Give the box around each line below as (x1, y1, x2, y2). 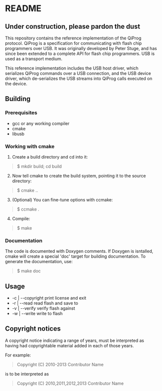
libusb (12, 131, 25, 137)
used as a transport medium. (5, 56, 63, 61)
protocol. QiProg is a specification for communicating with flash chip (5, 40, 142, 46)
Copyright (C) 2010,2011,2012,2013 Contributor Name (16, 380, 124, 386)
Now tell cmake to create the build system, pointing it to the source (12, 173, 146, 178)
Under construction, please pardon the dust (5, 22, 141, 31)
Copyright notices (5, 324, 61, 333)
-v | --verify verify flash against (12, 305, 75, 311)
